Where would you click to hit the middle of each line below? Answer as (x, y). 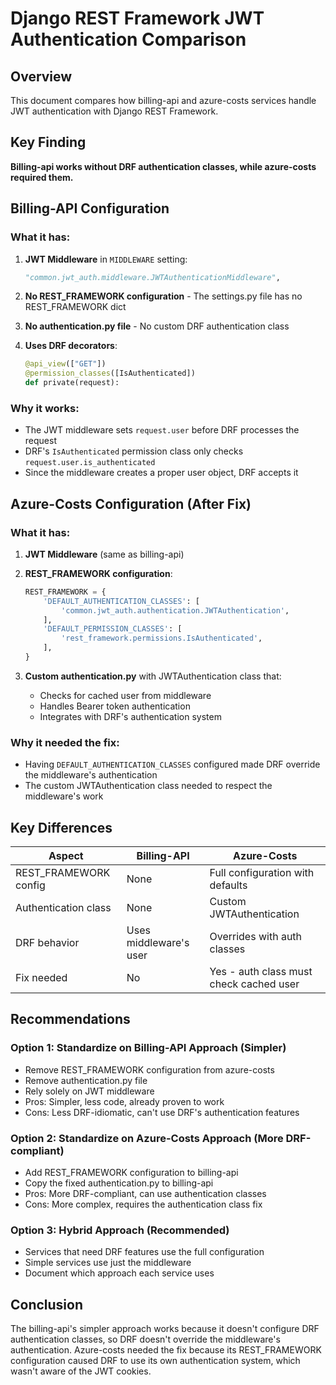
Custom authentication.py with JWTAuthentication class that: (153, 676)
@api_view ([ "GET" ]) (65, 364)
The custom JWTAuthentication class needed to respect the (148, 786)
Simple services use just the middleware (108, 1263)
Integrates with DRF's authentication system (130, 716)
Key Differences (61, 827)
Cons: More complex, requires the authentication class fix (143, 1204)
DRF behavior (47, 943)
